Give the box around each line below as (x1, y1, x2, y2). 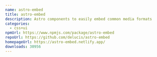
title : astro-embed (5, 12, 46, 17)
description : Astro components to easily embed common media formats (5, 16, 153, 21)
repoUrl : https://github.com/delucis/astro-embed (5, 35, 110, 40)
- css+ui (9, 26, 28, 31)
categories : (5, 21, 30, 26)
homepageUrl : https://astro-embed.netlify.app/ (5, 40, 106, 45)
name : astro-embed (5, 7, 43, 12)
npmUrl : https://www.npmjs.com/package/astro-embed (5, 30, 114, 35)
